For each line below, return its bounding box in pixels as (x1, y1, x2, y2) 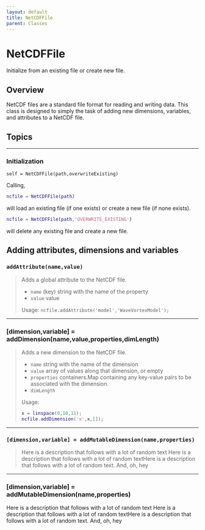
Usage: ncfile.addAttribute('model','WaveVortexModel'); (21, 306, 170, 313)
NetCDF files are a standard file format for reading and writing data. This (6, 101, 189, 108)
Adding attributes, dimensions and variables (6, 245, 179, 256)
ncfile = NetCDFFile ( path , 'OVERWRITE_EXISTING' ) (6, 217, 132, 223)
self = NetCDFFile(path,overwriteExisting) (6, 171, 119, 177)
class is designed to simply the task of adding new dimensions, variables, (6, 108, 191, 115)
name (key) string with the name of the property (30, 288, 148, 295)
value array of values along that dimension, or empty (30, 367, 164, 374)
